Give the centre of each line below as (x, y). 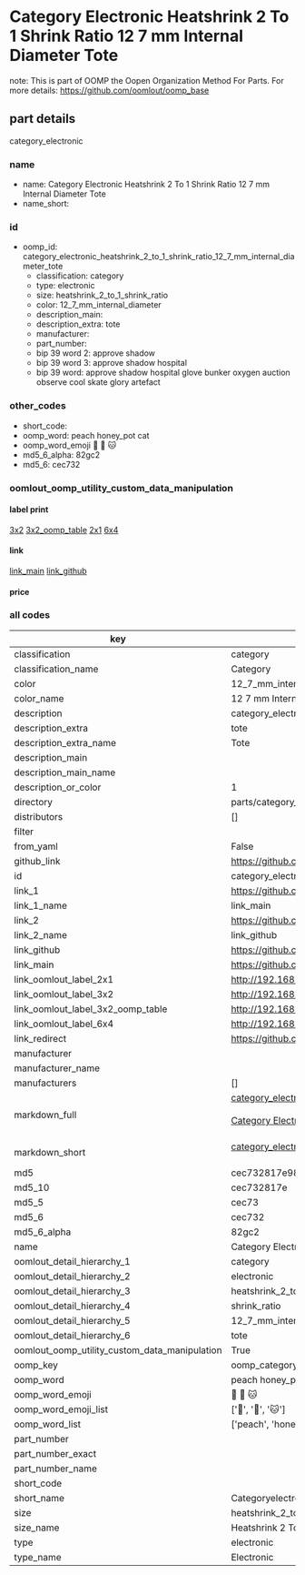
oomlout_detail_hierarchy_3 (72, 1291)
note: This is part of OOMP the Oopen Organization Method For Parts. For (147, 80)
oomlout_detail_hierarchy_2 (72, 1276)
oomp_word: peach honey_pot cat (86, 435)
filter (24, 832)
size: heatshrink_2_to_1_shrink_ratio (102, 295)
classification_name (56, 669)
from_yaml (36, 846)
